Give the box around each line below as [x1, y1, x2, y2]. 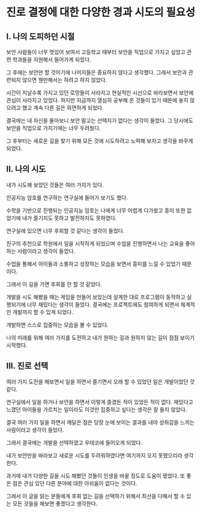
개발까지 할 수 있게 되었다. [12, 308, 74, 316]
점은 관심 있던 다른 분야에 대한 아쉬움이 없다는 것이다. [12, 479, 137, 487]
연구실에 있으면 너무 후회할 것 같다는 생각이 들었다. [6, 227, 125, 234]
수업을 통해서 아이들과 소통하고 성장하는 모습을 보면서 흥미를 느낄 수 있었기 [6, 260, 181, 267]
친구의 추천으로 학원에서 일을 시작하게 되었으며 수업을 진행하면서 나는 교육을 [6, 240, 184, 247]
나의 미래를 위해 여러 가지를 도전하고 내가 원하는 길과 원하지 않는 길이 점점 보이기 [6, 334, 195, 341]
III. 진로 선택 [6, 361, 49, 371]
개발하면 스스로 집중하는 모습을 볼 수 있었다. [6, 321, 109, 328]
